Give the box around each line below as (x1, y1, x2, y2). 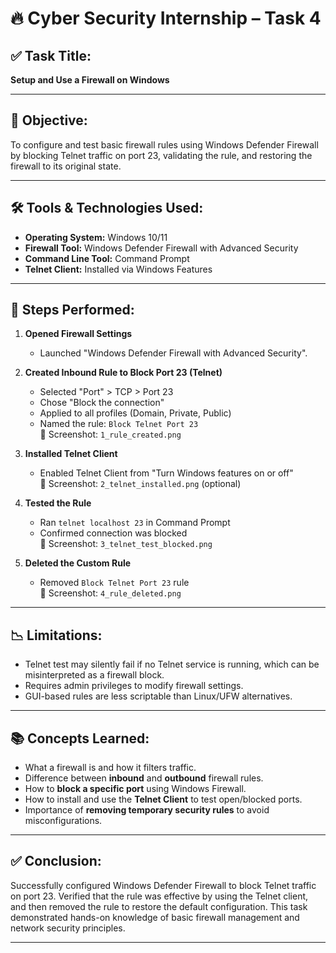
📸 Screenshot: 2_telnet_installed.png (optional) (39, 478, 242, 490)
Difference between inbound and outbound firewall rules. (24, 772, 264, 784)
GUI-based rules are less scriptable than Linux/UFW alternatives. (24, 690, 293, 702)
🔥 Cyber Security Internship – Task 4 (10, 7, 322, 30)
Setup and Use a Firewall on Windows (10, 74, 170, 86)
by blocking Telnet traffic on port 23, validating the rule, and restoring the (10, 149, 313, 161)
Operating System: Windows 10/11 (24, 231, 168, 243)
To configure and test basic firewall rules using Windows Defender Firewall (10, 138, 319, 151)
